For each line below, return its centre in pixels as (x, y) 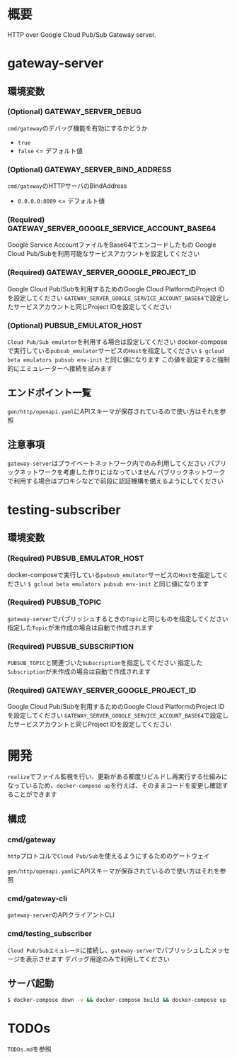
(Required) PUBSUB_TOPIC (54, 602)
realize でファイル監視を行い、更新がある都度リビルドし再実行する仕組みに (118, 776)
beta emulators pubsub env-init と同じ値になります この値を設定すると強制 (118, 359)
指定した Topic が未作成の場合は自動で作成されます (80, 627)
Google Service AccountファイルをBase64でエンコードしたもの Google (112, 245)
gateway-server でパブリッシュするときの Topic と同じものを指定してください (118, 618)
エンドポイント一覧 (49, 393)
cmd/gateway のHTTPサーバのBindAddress (67, 186)
